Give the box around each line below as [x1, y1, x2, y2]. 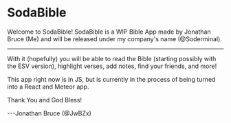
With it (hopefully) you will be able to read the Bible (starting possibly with [7, 54, 217, 63]
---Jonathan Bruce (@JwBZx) [7, 109, 91, 118]
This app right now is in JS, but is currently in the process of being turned [7, 75, 216, 83]
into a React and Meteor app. [7, 82, 89, 91]
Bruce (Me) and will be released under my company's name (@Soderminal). [7, 34, 222, 43]
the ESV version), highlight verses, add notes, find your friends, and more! [7, 62, 217, 70]
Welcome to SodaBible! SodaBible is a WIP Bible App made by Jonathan [7, 27, 211, 36]
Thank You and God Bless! [7, 96, 82, 104]
